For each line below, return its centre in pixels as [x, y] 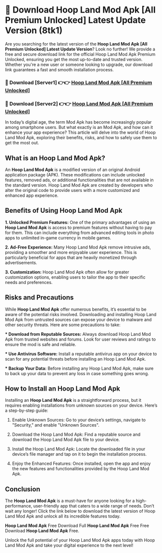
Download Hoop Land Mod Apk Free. [42, 531]
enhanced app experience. [32, 195]
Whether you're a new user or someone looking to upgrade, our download [79, 64]
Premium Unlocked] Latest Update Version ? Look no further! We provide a [80, 49]
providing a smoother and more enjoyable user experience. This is [71, 252]
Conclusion [23, 489]
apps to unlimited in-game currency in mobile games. [58, 237]
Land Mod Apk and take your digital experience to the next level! [69, 545]
